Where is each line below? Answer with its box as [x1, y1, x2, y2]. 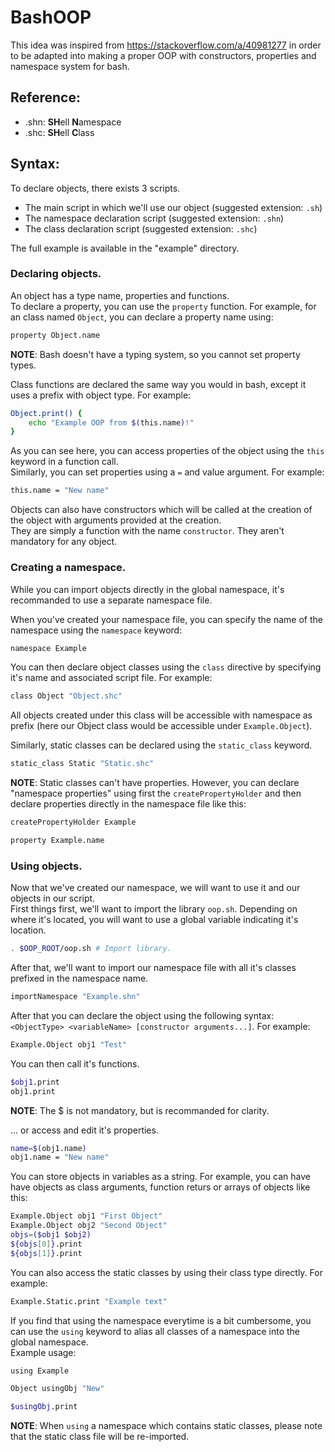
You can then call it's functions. [10, 1057, 140, 1070]
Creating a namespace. [10, 561, 127, 575]
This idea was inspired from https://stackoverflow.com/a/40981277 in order [10, 39, 322, 51]
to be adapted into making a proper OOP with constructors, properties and [10, 49, 317, 61]
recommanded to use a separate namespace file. [10, 594, 213, 606]
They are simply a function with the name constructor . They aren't [10, 525, 285, 537]
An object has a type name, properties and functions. [10, 289, 230, 301]
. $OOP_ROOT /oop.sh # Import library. [10, 944, 172, 954]
